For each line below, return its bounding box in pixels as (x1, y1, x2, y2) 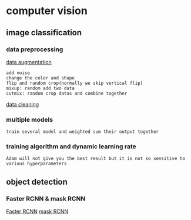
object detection (6, 176, 68, 186)
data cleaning (6, 101, 39, 108)
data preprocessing (6, 45, 63, 54)
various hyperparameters (6, 161, 67, 167)
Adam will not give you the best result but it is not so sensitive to (6, 156, 185, 162)
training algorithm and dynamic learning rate (6, 142, 136, 151)
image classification (6, 28, 82, 38)
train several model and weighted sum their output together (6, 129, 159, 135)
